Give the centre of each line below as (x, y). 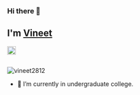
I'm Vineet (30, 33)
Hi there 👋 (24, 11)
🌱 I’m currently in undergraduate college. (75, 84)
